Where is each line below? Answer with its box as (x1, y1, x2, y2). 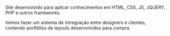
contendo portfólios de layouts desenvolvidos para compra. (5, 25, 131, 31)
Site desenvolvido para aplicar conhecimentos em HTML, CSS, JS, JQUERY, (5, 5, 166, 10)
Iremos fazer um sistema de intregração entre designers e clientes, (5, 20, 147, 25)
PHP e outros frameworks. (5, 10, 61, 16)
